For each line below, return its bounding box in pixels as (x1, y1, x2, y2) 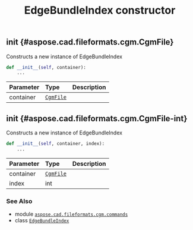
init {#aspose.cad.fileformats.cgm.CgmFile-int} (6, 114, 188, 124)
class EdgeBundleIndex (14, 217, 69, 224)
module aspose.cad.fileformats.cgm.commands (14, 210, 128, 218)
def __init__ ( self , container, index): (6, 141, 105, 147)
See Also (6, 197, 33, 205)
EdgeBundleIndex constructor (24, 4, 176, 17)
